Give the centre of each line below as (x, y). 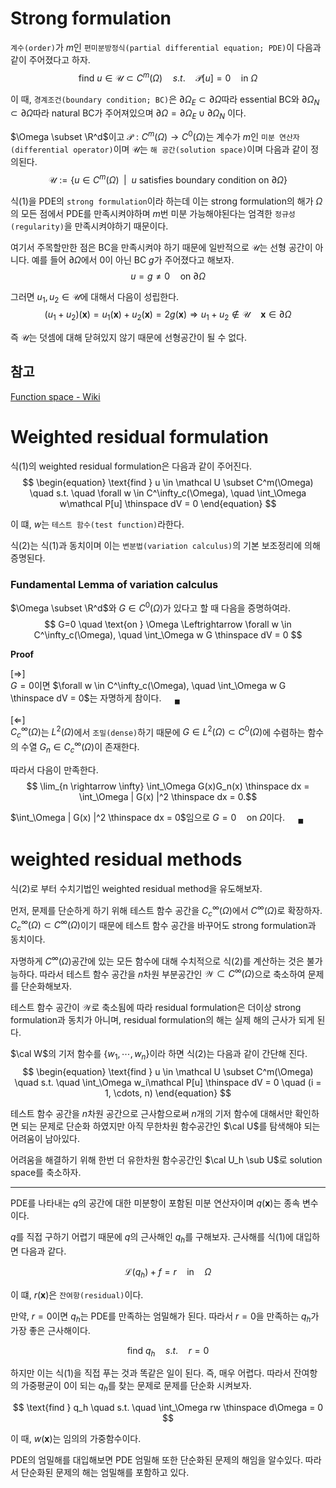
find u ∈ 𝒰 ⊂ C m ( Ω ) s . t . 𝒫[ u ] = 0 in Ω (168, 77)
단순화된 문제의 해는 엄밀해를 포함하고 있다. (105, 1473)
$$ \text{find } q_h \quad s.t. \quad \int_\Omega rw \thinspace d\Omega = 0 (168, 1408)
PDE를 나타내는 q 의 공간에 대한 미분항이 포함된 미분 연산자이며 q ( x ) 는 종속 (155, 1203)
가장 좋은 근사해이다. (50, 1330)
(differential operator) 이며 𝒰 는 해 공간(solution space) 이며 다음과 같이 (159, 149)
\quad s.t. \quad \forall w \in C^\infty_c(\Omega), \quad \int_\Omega (168, 493)
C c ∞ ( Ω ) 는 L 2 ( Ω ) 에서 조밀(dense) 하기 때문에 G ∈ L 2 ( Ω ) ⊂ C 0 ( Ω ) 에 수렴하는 (158, 732)
